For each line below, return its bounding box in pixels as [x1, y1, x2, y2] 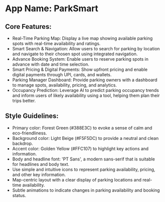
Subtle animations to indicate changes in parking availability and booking [12, 187, 160, 193]
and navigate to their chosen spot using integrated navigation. [12, 51, 138, 57]
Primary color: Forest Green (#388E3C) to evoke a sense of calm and [12, 125, 152, 131]
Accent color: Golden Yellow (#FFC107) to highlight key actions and [12, 145, 149, 152]
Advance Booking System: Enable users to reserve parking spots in [12, 56, 149, 62]
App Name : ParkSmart [5, 3, 99, 14]
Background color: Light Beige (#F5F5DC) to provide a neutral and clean [12, 135, 159, 141]
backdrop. [12, 140, 33, 146]
